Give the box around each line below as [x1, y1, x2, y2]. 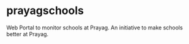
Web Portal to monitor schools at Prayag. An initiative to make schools [6, 24, 183, 31]
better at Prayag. [6, 30, 49, 37]
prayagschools [6, 4, 84, 18]
